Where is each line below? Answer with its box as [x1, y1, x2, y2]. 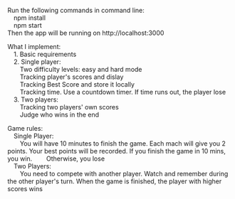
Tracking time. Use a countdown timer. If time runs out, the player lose [20, 88, 226, 96]
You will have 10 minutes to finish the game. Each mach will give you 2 [20, 139, 226, 148]
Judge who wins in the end [20, 110, 100, 119]
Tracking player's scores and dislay [20, 72, 124, 81]
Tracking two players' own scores [20, 103, 119, 111]
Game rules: [7, 124, 43, 132]
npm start [14, 21, 43, 29]
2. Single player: [14, 58, 61, 66]
